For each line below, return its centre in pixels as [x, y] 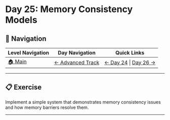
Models [21, 20]
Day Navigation [77, 53]
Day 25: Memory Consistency [69, 9]
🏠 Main [17, 62]
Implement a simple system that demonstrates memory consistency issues [83, 102]
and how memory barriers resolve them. [47, 107]
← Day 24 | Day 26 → [130, 63]
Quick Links [130, 53]
